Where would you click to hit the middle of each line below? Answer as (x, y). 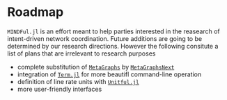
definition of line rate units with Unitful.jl (78, 81)
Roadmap (36, 12)
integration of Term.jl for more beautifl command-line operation (109, 74)
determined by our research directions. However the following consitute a (113, 46)
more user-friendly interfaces (60, 89)
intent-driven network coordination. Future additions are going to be (105, 38)
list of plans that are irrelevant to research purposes (81, 53)
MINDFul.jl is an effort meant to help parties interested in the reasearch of (114, 31)
